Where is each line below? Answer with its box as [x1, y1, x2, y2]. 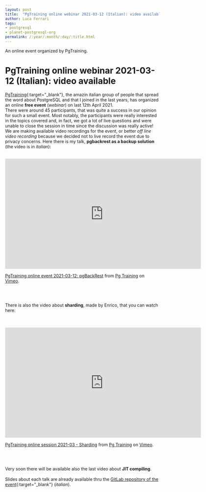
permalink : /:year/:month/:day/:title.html [5, 35, 95, 40]
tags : [5, 21, 16, 26]
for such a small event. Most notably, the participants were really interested [5, 112, 157, 118]
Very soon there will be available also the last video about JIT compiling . [5, 466, 152, 471]
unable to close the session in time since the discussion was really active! [5, 123, 154, 129]
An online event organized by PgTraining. [5, 47, 88, 54]
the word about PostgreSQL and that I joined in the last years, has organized [5, 96, 159, 103]
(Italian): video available [16, 75, 116, 87]
